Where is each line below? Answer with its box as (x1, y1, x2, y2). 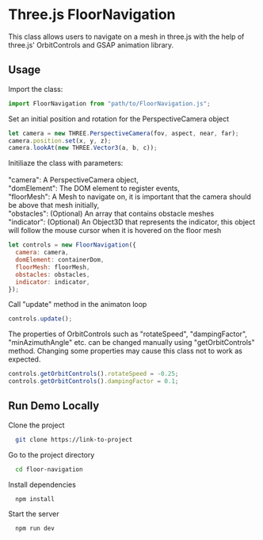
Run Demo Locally (8, 399, 100, 413)
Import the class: (8, 84, 63, 94)
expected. (8, 354, 41, 364)
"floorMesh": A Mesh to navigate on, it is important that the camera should (8, 192, 251, 201)
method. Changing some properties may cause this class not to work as (8, 347, 243, 356)
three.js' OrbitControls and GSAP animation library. (8, 40, 174, 49)
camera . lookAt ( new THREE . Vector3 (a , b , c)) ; (8, 144, 158, 152)
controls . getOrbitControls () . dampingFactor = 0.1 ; (8, 377, 179, 385)
